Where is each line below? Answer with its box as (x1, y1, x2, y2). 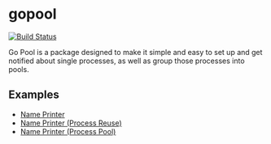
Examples (8, 88, 59, 102)
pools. (8, 64, 30, 74)
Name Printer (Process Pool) (20, 126, 116, 136)
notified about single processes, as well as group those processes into (8, 56, 246, 66)
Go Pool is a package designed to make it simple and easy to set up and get (8, 47, 263, 57)
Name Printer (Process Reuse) (20, 118, 122, 128)
